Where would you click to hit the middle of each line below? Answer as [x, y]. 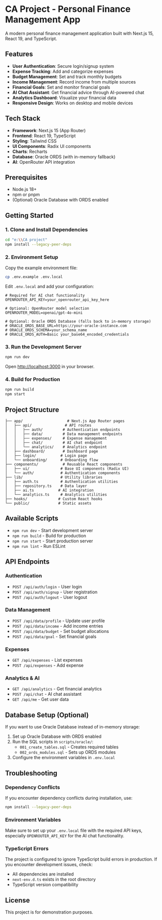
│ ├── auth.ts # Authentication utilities [62, 482]
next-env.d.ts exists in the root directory [54, 879]
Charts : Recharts [30, 151]
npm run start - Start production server [53, 541]
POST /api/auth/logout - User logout [50, 597]
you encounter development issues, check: [49, 865]
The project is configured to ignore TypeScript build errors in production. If [81, 859]
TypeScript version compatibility [45, 885]
